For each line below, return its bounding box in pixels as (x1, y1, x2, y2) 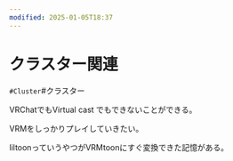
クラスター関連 (9, 54, 118, 74)
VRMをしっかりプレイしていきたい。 (9, 123, 144, 133)
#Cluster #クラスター (9, 85, 85, 96)
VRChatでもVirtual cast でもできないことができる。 (9, 104, 197, 115)
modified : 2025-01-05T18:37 (9, 12, 114, 22)
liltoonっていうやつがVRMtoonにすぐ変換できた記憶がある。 (9, 141, 229, 152)
